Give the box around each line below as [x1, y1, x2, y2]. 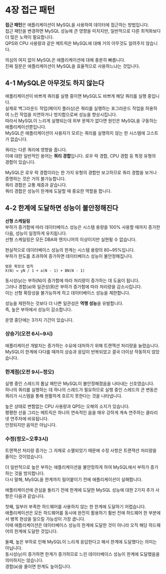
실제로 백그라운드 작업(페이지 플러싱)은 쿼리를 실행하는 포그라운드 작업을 [5, 105, 144, 111]
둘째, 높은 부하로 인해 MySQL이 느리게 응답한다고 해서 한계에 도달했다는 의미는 [5, 539, 157, 545]
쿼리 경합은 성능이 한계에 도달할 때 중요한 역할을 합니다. [5, 188, 112, 194]
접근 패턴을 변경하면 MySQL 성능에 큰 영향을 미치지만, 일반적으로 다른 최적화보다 [5, 28, 161, 34]
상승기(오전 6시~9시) [5, 330, 53, 337]
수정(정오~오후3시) [5, 435, 48, 442]
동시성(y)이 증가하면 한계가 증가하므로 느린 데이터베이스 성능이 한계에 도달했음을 [5, 551, 160, 557]
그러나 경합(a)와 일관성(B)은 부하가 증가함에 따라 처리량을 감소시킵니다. [5, 283, 142, 289]
